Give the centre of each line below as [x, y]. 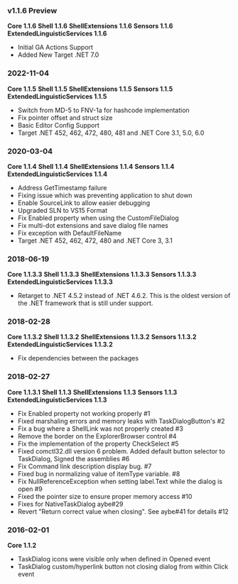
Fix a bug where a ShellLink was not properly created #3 [100, 429]
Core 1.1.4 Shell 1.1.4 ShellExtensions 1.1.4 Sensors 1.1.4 [91, 166]
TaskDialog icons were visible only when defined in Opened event [114, 559]
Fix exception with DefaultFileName [70, 233]
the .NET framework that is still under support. [85, 303]
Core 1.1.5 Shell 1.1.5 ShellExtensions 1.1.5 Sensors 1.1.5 [90, 89]
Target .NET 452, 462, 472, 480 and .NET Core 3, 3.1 [95, 241]
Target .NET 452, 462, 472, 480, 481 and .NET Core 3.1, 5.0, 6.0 [111, 133]
